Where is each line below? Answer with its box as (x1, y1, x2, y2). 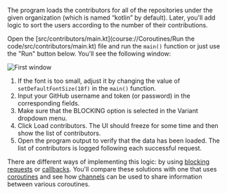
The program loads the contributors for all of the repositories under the (7, 6, 213, 14)
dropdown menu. (17, 114, 67, 122)
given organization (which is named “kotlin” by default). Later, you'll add (7, 13, 216, 22)
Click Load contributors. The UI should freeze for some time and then (17, 122, 219, 129)
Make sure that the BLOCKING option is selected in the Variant (17, 107, 198, 115)
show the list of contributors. (17, 129, 101, 137)
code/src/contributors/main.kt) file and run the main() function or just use (7, 42, 220, 50)
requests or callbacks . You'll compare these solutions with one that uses (7, 165, 217, 173)
